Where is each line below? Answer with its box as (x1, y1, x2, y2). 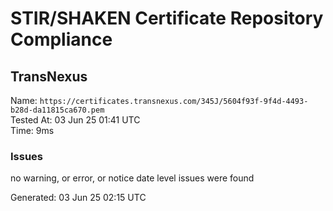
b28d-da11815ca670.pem (10, 105, 105, 115)
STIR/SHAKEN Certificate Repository (10, 7, 324, 30)
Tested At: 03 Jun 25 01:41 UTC (10, 114, 141, 126)
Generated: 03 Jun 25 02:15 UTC (10, 192, 147, 204)
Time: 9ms (10, 125, 55, 136)
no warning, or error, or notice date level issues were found (10, 172, 255, 184)
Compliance (10, 28, 113, 51)
